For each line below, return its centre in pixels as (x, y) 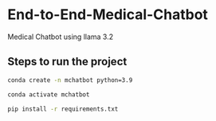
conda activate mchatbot (49, 94)
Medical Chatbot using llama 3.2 (60, 37)
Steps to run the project (67, 62)
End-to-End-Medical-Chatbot (108, 15)
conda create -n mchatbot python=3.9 (70, 80)
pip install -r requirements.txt (63, 109)
